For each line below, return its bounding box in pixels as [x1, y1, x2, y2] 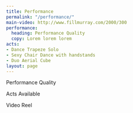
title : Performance [6, 8, 54, 15]
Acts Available [6, 90, 40, 97]
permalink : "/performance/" [6, 14, 75, 20]
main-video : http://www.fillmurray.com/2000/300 [6, 19, 127, 25]
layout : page [6, 63, 38, 69]
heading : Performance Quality [11, 30, 85, 36]
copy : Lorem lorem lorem [11, 36, 72, 42]
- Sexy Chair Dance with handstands [6, 52, 96, 58]
